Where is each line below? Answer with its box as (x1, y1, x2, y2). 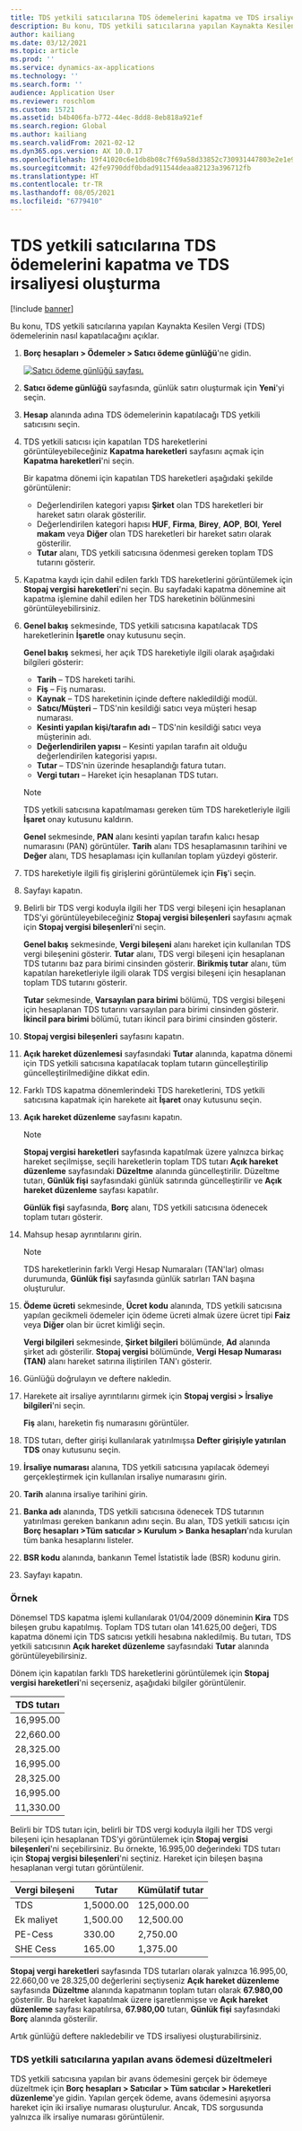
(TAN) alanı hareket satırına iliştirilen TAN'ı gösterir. (22, 1355, 212, 1366)
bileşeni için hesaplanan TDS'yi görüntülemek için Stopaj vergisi (10, 1834, 249, 1845)
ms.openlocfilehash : (10, 154, 88, 164)
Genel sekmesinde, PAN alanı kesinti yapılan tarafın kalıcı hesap (22, 831, 260, 842)
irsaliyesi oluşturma (10, 274, 161, 294)
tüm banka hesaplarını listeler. (22, 1534, 134, 1545)
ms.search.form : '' (10, 80, 83, 89)
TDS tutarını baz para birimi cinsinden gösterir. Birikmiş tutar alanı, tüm (22, 958, 287, 969)
